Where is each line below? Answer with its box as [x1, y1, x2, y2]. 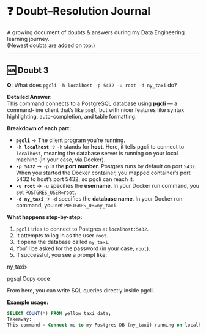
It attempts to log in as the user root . [15, 231, 109, 239]
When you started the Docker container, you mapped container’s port [15, 169, 191, 176]
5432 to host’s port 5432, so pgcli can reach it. [15, 175, 134, 183]
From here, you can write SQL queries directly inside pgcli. [7, 286, 155, 294]
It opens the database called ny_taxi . [15, 238, 110, 245]
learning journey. [7, 35, 50, 42]
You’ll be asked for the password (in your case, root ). [15, 245, 150, 252]
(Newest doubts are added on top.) [7, 42, 95, 49]
